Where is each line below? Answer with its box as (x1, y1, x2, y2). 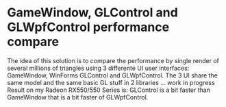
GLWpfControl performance (7, 19, 170, 35)
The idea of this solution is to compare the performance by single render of (7, 56, 220, 64)
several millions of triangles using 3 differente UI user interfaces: (7, 64, 190, 72)
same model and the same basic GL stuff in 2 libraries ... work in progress (7, 78, 215, 86)
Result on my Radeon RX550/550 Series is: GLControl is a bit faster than (7, 86, 211, 94)
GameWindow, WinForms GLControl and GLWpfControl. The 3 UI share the (7, 71, 218, 80)
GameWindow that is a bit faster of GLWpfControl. (7, 93, 149, 101)
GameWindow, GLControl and (7, 5, 178, 21)
